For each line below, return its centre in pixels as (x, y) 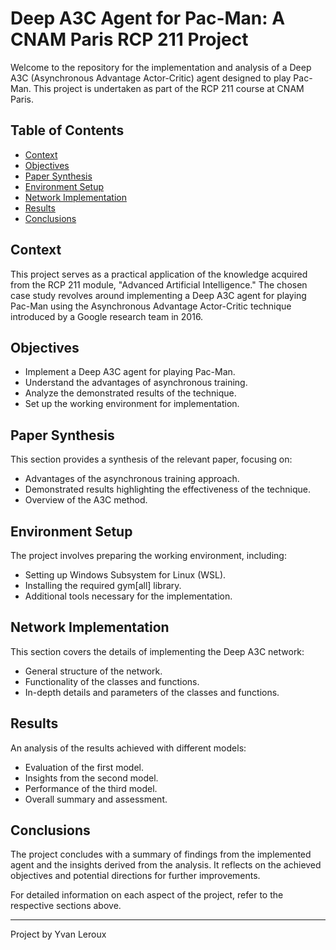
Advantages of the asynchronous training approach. (132, 479)
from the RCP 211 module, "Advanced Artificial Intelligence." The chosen (159, 284)
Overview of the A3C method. (86, 500)
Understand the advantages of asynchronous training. (136, 383)
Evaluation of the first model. (84, 767)
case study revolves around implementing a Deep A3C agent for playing (158, 295)
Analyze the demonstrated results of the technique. (130, 393)
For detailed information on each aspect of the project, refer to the (147, 895)
